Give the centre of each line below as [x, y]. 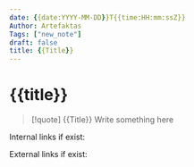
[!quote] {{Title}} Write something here [102, 120]
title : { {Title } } [42, 51]
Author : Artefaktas [46, 26]
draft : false [34, 42]
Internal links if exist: [47, 137]
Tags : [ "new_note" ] [46, 34]
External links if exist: [48, 154]
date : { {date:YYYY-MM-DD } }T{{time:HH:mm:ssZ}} [97, 17]
